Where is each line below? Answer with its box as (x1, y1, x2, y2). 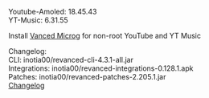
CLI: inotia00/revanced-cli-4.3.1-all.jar (8, 55, 134, 64)
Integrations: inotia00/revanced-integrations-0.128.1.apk (8, 63, 194, 73)
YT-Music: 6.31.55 (8, 15, 68, 25)
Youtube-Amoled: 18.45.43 (8, 7, 97, 16)
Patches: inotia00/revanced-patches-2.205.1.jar (8, 72, 166, 81)
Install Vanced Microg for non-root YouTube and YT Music (8, 31, 201, 40)
